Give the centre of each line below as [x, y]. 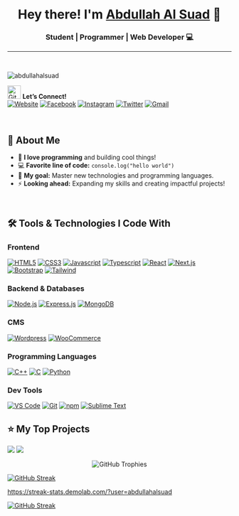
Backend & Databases [46, 289]
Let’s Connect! [44, 97]
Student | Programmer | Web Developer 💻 [119, 37]
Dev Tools [25, 390]
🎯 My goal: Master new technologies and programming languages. [116, 176]
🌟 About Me [34, 140]
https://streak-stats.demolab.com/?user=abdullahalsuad [90, 491]
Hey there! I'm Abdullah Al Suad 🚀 [119, 15]
